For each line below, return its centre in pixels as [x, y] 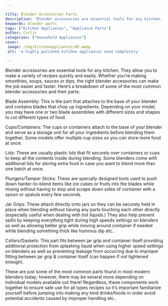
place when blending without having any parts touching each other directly [83, 209]
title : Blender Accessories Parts [41, 14]
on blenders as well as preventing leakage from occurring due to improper [82, 251]
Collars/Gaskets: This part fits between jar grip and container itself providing [84, 240]
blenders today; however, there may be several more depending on [74, 277]
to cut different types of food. [36, 117]
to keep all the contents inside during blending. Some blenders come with [81, 158]
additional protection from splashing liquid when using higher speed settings [84, 246]
